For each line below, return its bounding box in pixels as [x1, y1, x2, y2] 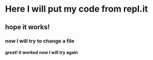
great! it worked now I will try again [5, 50, 78, 56]
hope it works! [5, 23, 50, 31]
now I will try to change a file [5, 38, 75, 44]
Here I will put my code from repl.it [5, 3, 148, 15]
